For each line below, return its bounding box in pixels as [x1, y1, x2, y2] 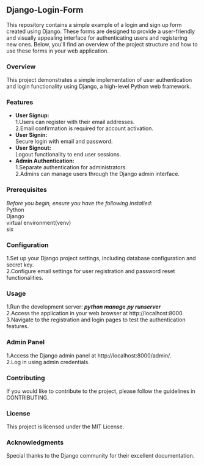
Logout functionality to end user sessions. [15, 151, 122, 158]
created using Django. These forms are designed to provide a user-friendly [6, 27, 195, 35]
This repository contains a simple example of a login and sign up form [6, 21, 182, 28]
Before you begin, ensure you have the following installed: [6, 199, 153, 207]
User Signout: [15, 144, 51, 152]
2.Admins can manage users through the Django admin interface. [15, 170, 180, 178]
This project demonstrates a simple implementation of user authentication [6, 76, 192, 84]
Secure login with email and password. [15, 137, 113, 145]
